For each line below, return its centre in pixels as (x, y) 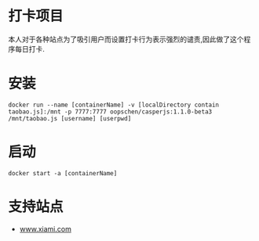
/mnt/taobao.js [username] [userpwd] (70, 118)
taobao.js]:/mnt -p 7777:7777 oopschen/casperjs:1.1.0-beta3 (110, 112)
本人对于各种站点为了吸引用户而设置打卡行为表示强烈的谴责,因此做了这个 (126, 39)
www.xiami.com (46, 228)
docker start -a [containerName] (63, 173)
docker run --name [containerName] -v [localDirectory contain (114, 105)
